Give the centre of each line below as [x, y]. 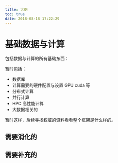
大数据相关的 [25, 109]
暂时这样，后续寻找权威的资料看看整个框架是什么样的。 [60, 120]
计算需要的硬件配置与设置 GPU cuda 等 [51, 85]
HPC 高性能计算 [28, 104]
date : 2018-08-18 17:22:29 [32, 18]
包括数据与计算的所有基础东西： [37, 58]
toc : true [15, 14]
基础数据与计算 [35, 44]
